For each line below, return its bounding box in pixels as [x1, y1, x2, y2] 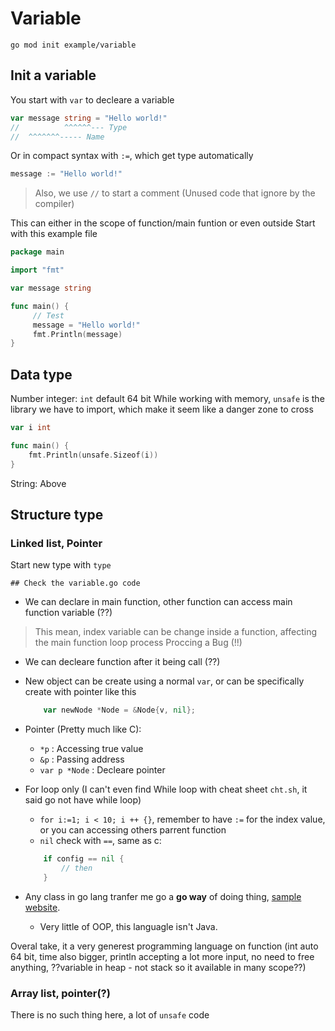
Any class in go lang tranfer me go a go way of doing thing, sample [24, 890, 302, 902]
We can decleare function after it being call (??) [24, 656, 221, 668]
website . [24, 901, 61, 913]
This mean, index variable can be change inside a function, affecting [34, 626, 318, 638]
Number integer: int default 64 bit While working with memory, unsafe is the [10, 393, 325, 405]
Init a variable [10, 67, 97, 84]
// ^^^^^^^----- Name [10, 132, 105, 142]
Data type [10, 366, 73, 383]
